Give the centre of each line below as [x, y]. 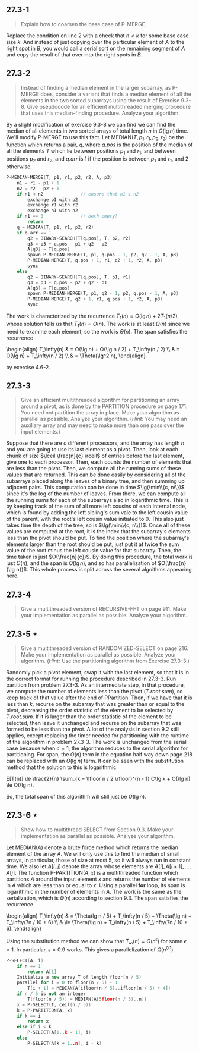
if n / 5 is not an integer [51, 994]
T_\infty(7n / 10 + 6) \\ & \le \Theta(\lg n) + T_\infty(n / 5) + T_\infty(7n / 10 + [97, 922]
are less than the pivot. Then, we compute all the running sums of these [94, 469]
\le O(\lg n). [20, 785]
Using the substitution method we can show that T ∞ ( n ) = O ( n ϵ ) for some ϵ [96, 941]
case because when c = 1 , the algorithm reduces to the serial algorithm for [97, 748]
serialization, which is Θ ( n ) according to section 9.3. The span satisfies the [97, 898]
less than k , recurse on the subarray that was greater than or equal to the [95, 704]
